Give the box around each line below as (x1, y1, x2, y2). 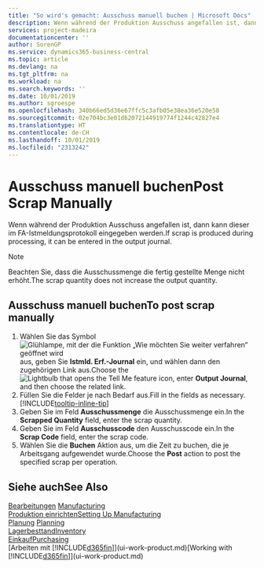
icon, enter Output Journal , (158, 373, 248, 383)
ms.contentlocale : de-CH (8, 128, 90, 136)
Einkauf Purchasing (8, 534, 69, 544)
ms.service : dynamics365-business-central (8, 48, 149, 56)
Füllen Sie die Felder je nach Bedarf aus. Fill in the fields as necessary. (19, 391, 246, 400)
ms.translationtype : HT (8, 121, 86, 129)
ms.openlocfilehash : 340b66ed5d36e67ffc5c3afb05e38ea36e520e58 (8, 107, 220, 115)
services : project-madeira (8, 26, 97, 34)
